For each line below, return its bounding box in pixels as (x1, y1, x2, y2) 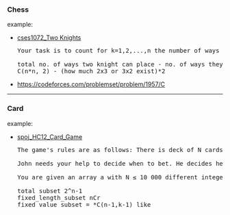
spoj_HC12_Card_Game (16, 132, 83, 141)
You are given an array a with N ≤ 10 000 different (16, 173, 199, 181)
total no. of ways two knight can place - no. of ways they (16, 60, 224, 68)
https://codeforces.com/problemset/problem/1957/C (16, 80, 166, 88)
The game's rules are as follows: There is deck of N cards (16, 146, 224, 153)
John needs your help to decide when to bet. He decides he (16, 160, 224, 167)
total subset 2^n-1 (16, 187, 83, 194)
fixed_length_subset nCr (16, 194, 101, 201)
